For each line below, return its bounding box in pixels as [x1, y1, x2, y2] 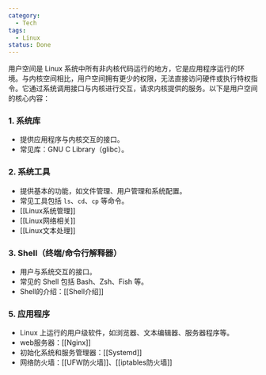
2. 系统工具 [8, 166, 51, 178]
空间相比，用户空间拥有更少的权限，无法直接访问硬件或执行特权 [42, 74, 251, 83]
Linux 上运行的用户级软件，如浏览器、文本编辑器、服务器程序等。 [19, 328, 234, 338]
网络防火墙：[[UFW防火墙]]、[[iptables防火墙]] [19, 358, 173, 367]
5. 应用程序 [8, 308, 51, 320]
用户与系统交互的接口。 [19, 267, 97, 277]
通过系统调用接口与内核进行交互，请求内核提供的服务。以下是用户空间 [28, 84, 258, 94]
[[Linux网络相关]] [19, 216, 76, 225]
